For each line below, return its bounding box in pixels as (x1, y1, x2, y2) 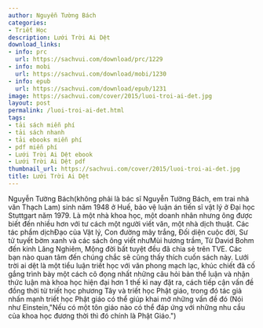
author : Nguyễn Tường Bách (8, 11, 97, 20)
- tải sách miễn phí (8, 121, 76, 129)
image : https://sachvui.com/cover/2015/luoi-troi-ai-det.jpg (8, 92, 213, 100)
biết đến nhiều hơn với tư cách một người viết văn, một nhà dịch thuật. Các (8, 219, 250, 228)
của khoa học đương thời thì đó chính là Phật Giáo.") (8, 311, 177, 320)
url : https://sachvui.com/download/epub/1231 (15, 84, 167, 93)
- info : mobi (8, 63, 51, 71)
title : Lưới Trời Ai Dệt (8, 172, 89, 181)
